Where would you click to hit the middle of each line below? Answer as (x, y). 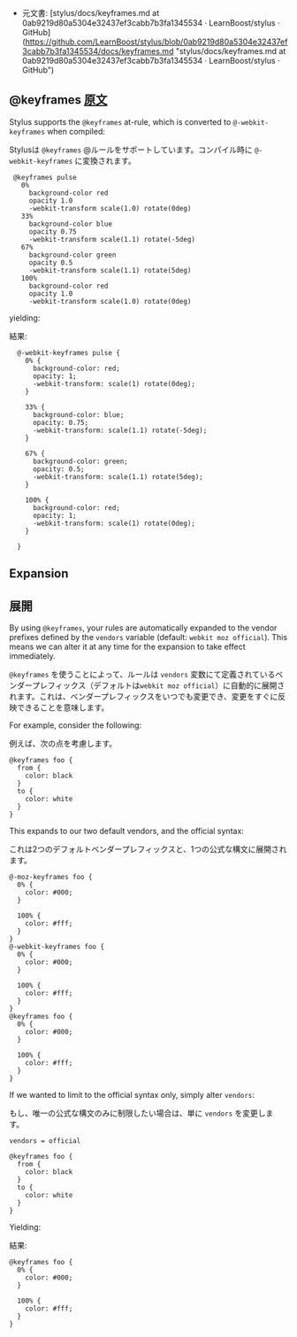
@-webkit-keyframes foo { (57, 947)
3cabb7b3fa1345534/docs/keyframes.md (98, 51)
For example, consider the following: (76, 725)
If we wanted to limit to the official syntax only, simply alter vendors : (132, 1095)
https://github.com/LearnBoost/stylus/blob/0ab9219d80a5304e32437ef (156, 42)
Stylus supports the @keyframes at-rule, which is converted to (120, 121)
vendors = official (45, 1141)
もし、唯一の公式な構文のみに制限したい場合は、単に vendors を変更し (137, 1113)
